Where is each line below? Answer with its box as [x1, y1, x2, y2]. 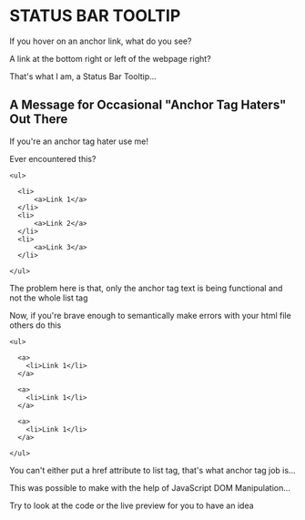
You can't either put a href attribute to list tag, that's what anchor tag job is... [9, 464, 296, 475]
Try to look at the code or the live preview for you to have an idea [9, 500, 254, 511]
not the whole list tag [9, 292, 88, 303]
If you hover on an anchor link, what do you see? [9, 36, 192, 46]
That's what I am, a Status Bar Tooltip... [9, 70, 157, 82]
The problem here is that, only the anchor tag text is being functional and [9, 282, 283, 293]
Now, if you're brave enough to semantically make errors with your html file [9, 310, 291, 321]
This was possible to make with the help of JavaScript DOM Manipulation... [9, 482, 291, 493]
